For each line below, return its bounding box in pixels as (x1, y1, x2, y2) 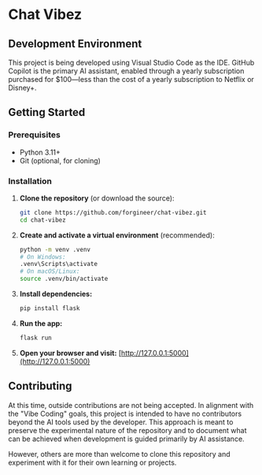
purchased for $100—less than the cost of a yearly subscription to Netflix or (8, 75, 254, 84)
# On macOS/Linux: (19, 267, 80, 275)
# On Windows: (19, 252, 66, 261)
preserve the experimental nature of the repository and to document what (8, 425, 247, 435)
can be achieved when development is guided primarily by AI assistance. (8, 434, 245, 443)
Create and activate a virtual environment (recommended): (19, 230, 215, 240)
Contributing (8, 380, 72, 393)
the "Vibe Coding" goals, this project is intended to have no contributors (8, 409, 242, 418)
